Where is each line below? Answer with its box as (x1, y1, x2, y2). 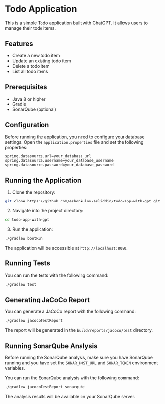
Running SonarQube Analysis (5, 342, 98, 350)
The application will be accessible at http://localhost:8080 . (5, 245, 128, 251)
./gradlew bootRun (5, 236, 43, 241)
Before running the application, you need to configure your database (5, 134, 145, 140)
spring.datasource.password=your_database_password (5, 162, 114, 168)
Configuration (5, 120, 49, 129)
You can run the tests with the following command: (5, 272, 109, 278)
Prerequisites (5, 83, 47, 91)
